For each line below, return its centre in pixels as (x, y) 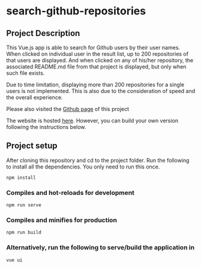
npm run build (24, 233)
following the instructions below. (46, 127)
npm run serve (24, 205)
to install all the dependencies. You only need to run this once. (83, 167)
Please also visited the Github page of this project (68, 109)
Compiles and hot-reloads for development (70, 192)
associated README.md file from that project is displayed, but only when (97, 67)
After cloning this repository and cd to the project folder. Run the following (98, 160)
